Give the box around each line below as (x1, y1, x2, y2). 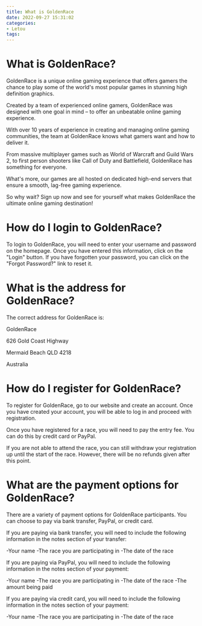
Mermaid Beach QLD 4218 (6, 349, 72, 356)
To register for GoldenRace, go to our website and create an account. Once (6, 402, 193, 409)
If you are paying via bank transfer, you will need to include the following (6, 529, 187, 536)
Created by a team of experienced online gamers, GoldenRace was (6, 102, 173, 109)
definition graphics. (6, 90, 54, 97)
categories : (6, 20, 36, 26)
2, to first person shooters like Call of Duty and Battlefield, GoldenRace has (6, 157, 193, 165)
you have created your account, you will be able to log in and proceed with (6, 408, 192, 415)
